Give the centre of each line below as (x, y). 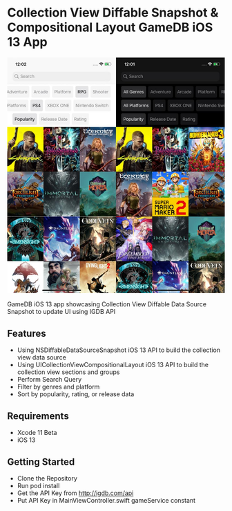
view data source (42, 357)
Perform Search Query (49, 380)
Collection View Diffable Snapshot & (113, 13)
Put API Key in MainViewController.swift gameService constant (106, 500)
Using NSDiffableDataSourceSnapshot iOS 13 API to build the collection (119, 350)
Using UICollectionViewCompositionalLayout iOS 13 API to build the (113, 365)
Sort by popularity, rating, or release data (76, 394)
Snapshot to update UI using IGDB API (61, 312)
